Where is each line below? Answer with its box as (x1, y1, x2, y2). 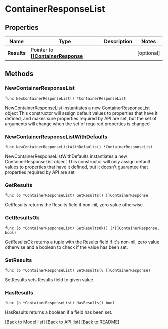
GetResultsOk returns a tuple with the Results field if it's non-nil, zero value (5, 239, 160, 245)
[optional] (137, 50, 160, 56)
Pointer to (30, 46, 54, 53)
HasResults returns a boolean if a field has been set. (5, 309, 113, 315)
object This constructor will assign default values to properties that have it (5, 110, 158, 116)
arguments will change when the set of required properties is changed (5, 121, 150, 127)
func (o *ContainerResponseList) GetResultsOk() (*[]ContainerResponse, (5, 226, 160, 231)
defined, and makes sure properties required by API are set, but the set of (5, 115, 157, 121)
